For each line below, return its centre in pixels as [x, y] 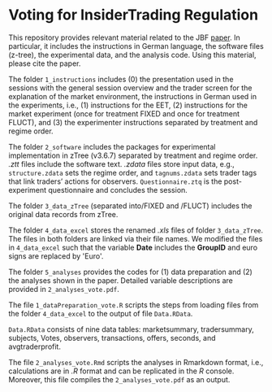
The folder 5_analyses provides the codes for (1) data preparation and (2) [131, 272]
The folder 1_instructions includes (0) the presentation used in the [121, 79]
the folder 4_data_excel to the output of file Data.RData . [101, 313]
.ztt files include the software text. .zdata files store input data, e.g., [122, 163]
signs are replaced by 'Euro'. [56, 256]
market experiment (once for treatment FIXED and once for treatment [124, 113]
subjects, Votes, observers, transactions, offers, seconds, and [112, 338]
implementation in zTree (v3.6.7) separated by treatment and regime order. [133, 155]
